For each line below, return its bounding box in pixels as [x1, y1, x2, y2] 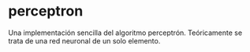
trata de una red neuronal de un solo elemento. [8, 36, 161, 45]
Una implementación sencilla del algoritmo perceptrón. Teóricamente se [8, 28, 243, 37]
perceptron [8, 2, 84, 20]
